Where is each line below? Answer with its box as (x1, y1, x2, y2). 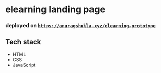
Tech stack (5, 37, 41, 46)
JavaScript (12, 62, 36, 68)
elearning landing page (5, 4, 106, 15)
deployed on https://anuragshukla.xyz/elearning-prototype (5, 22, 156, 29)
